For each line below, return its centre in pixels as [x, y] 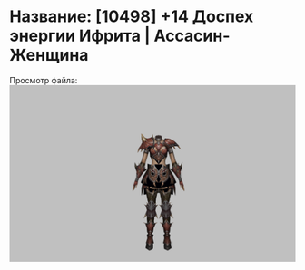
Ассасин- [192, 36]
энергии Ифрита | [80, 36]
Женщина [49, 55]
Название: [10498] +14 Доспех [132, 17]
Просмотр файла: [44, 80]
